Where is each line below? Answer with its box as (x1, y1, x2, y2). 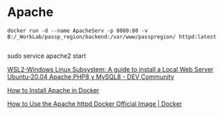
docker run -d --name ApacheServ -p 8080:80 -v (7, 27, 148, 34)
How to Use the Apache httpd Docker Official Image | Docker (7, 99, 183, 108)
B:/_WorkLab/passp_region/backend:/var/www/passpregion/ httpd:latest (7, 33, 217, 40)
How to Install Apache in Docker (7, 86, 100, 94)
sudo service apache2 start (7, 52, 86, 60)
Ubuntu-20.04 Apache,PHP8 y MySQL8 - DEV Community (7, 72, 174, 81)
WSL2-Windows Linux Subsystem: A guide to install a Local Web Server (7, 65, 214, 73)
